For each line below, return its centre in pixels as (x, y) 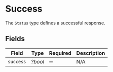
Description (91, 53)
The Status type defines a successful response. (55, 23)
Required (60, 53)
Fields (15, 39)
